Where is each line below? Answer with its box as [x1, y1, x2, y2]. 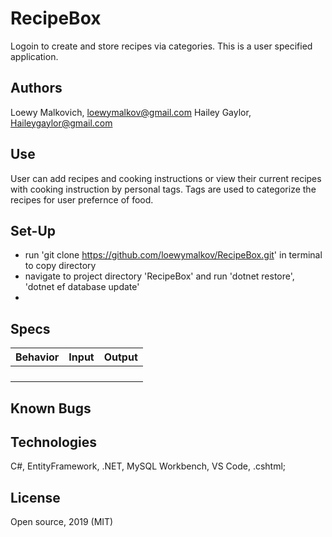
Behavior [15, 350, 60, 364]
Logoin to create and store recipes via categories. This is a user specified [10, 40, 313, 52]
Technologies [10, 433, 98, 451]
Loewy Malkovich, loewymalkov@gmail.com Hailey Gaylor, [10, 106, 252, 118]
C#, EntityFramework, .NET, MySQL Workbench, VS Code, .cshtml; [10, 460, 287, 472]
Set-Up [10, 222, 57, 239]
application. [10, 50, 59, 62]
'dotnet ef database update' [24, 281, 140, 293]
